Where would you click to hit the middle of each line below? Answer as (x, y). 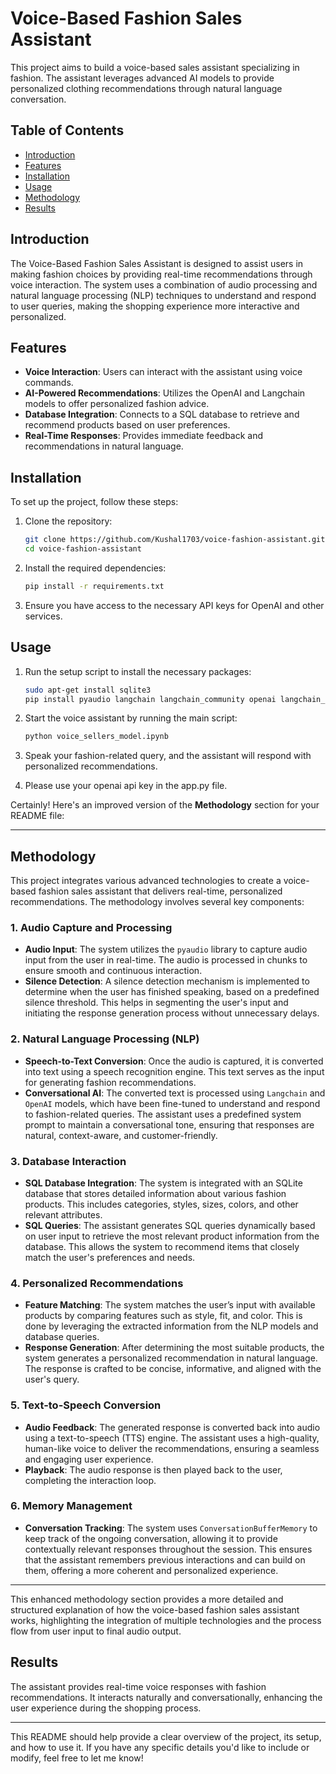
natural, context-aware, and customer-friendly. (121, 1135)
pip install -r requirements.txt (94, 586)
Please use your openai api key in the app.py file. (126, 786)
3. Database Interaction (68, 1161)
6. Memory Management (71, 1506)
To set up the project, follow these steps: (94, 502)
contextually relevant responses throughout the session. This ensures (168, 1549)
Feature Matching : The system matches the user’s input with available (170, 1305)
